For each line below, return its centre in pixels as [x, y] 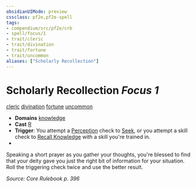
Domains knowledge [40, 118]
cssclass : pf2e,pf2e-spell [39, 17]
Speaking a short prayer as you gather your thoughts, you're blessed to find [98, 155]
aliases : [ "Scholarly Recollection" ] [53, 61]
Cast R [23, 124]
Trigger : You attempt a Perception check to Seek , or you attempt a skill [101, 131]
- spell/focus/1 [26, 34]
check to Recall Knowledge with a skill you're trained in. [82, 137]
